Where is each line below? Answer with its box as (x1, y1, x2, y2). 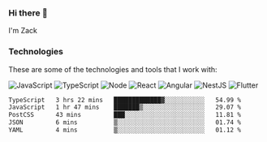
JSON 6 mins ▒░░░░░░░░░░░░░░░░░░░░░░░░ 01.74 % (8, 118, 242, 127)
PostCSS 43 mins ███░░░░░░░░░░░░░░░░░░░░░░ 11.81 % (8, 111, 242, 119)
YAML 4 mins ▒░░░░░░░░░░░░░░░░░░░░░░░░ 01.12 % (8, 126, 242, 135)
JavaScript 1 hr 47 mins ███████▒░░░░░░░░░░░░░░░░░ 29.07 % (8, 103, 242, 112)
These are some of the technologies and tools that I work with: (8, 64, 217, 74)
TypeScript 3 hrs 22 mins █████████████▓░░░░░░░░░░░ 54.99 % (8, 96, 242, 104)
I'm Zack (8, 26, 38, 36)
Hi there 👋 (8, 7, 49, 19)
